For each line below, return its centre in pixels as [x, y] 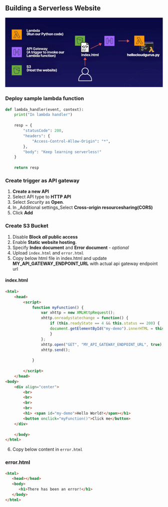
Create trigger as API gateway [42, 181]
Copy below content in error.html [47, 449]
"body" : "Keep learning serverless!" [62, 152]
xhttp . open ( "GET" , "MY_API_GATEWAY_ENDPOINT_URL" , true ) [101, 344]
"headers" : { [37, 136]
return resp [26, 168]
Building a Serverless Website [53, 8]
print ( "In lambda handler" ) [43, 115]
